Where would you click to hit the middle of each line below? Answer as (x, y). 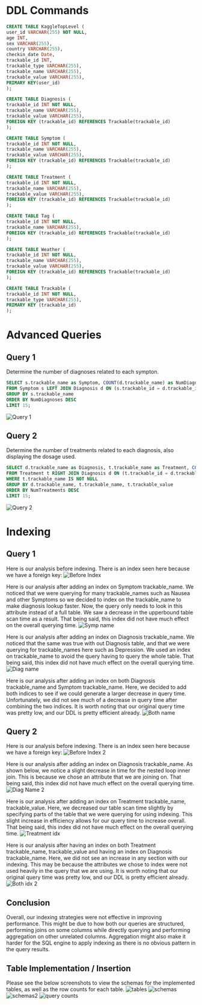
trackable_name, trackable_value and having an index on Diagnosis (89, 852)
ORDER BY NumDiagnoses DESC (41, 400)
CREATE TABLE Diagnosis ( (38, 99)
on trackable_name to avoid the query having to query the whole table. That (100, 656)
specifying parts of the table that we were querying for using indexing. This (99, 814)
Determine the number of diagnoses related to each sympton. (83, 372)
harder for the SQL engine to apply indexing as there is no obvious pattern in (101, 943)
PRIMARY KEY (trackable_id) (41, 305)
